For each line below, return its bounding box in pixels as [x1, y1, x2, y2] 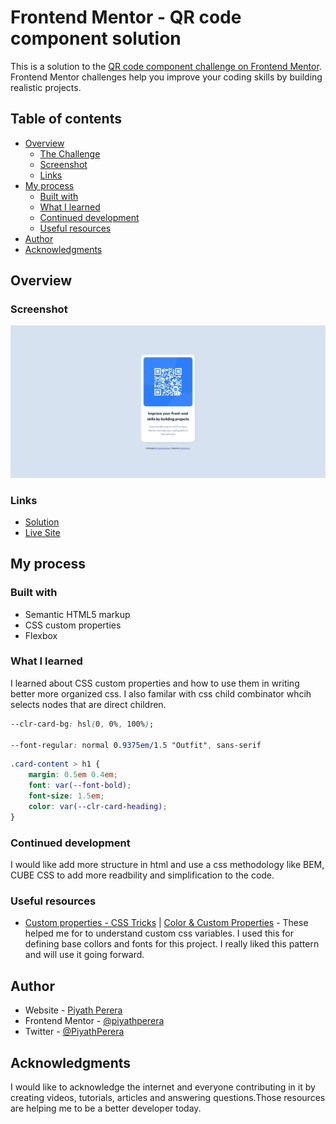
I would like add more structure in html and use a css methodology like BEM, [10, 859, 325, 871]
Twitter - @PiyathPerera [24, 1026, 125, 1038]
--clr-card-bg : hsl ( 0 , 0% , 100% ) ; [10, 719, 155, 729]
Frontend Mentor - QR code [10, 6, 242, 29]
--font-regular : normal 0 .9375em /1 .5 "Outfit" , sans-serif [10, 740, 262, 750]
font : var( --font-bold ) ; [28, 781, 132, 791]
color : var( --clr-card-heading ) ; [28, 801, 168, 811]
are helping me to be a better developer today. [10, 1102, 202, 1114]
